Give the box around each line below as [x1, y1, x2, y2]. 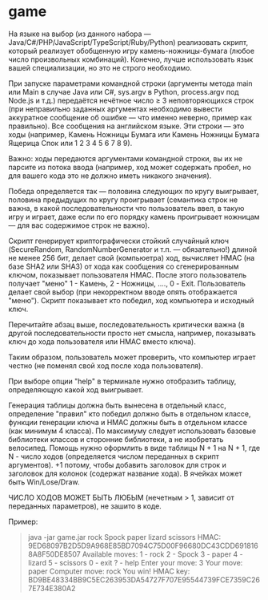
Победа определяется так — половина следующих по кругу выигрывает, [8, 186, 259, 196]
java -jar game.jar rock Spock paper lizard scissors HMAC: [27, 532, 222, 541]
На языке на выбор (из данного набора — [8, 29, 152, 39]
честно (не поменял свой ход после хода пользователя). [8, 360, 204, 371]
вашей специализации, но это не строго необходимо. [8, 63, 192, 72]
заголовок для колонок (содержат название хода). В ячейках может [8, 468, 242, 478]
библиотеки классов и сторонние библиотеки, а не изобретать [8, 434, 224, 444]
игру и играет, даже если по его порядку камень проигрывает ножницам [8, 212, 260, 221]
